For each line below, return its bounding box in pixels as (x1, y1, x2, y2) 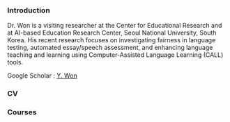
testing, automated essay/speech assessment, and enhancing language (7, 44, 213, 52)
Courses (7, 107, 37, 117)
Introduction (7, 6, 50, 15)
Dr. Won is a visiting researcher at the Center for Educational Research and (7, 21, 222, 30)
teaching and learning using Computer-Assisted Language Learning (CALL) (7, 51, 224, 59)
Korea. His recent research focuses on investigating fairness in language (7, 36, 216, 44)
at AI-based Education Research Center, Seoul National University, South (7, 28, 217, 37)
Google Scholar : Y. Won (7, 71, 78, 80)
